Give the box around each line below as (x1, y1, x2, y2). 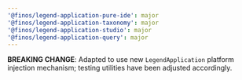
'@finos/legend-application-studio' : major (7, 26, 152, 34)
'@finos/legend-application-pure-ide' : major (7, 11, 159, 20)
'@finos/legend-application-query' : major (7, 33, 148, 42)
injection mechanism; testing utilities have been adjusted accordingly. (7, 64, 233, 73)
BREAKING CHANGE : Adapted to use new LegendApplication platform (7, 55, 235, 64)
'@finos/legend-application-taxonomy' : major (7, 19, 159, 27)
